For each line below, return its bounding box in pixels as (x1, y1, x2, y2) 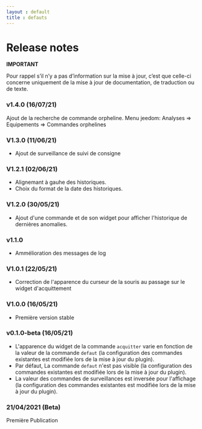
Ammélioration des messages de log (15, 249, 106, 257)
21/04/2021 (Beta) (6, 403, 61, 411)
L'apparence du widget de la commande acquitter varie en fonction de (15, 342, 193, 350)
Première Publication (6, 417, 59, 424)
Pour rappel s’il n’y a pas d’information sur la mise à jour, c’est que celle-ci (6, 72, 192, 79)
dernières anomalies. (15, 220, 68, 228)
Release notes (6, 41, 79, 55)
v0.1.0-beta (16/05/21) (6, 329, 73, 337)
